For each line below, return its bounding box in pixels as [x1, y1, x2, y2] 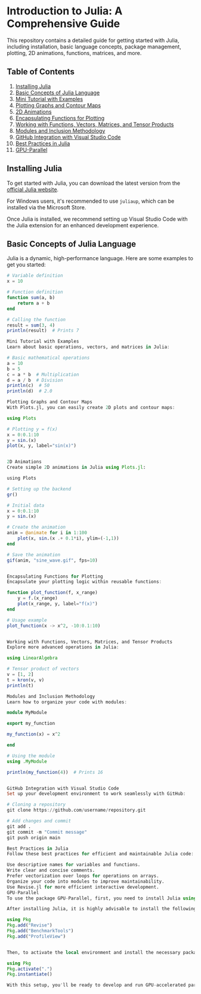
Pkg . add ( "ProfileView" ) [7, 933, 66, 940]
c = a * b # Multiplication [7, 371, 79, 377]
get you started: [7, 261, 47, 269]
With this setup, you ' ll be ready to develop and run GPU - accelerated [7, 982, 186, 988]
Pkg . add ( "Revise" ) [7, 922, 52, 928]
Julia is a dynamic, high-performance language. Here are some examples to [7, 255, 193, 262]
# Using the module [7, 752, 55, 759]
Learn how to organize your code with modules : [7, 699, 128, 705]
